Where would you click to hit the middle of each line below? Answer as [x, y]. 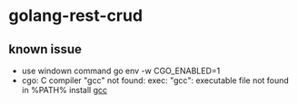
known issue [45, 49]
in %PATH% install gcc [65, 90]
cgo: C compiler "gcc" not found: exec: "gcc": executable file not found [155, 80]
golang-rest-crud [75, 16]
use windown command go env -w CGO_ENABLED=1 [121, 71]
